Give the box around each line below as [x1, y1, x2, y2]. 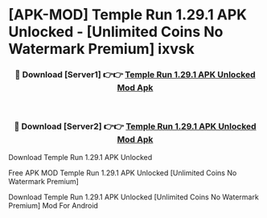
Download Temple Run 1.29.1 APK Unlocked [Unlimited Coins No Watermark [8, 191, 259, 202]
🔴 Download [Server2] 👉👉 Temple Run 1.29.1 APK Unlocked [14, 121, 257, 132]
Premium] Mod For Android [8, 200, 99, 210]
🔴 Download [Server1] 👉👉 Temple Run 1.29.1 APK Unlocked [14, 69, 256, 80]
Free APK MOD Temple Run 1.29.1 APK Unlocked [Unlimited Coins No [8, 167, 237, 178]
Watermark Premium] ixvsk [8, 40, 195, 58]
